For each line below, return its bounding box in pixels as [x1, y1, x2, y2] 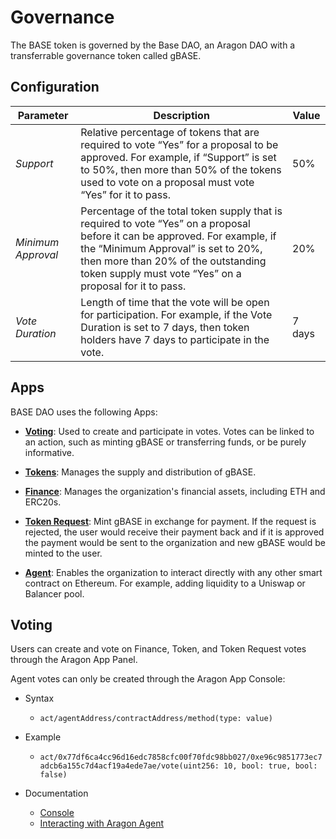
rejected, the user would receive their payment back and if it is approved [24, 526, 325, 538]
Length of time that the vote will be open [80, 295, 270, 309]
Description [153, 108, 210, 122]
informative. [24, 446, 75, 458]
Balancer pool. [24, 587, 85, 600]
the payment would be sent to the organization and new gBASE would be [24, 536, 326, 548]
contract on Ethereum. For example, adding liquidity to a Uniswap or [24, 577, 306, 589]
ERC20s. [24, 496, 62, 508]
